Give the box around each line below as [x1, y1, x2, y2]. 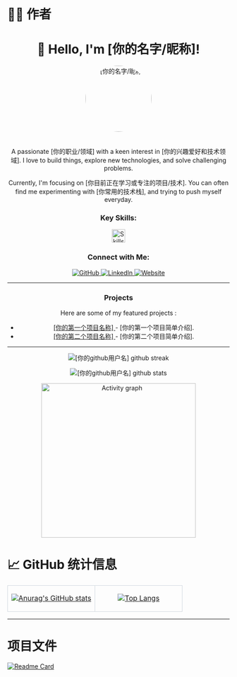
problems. [104, 164, 133, 173]
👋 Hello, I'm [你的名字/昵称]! [37, 42, 200, 57]
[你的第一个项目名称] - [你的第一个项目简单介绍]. [53, 323, 195, 332]
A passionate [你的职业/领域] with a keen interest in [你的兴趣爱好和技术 [11, 148, 220, 156]
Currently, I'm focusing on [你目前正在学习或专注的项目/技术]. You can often [8, 179, 229, 187]
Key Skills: [99, 213, 138, 223]
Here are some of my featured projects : [60, 308, 177, 318]
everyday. [104, 196, 133, 204]
